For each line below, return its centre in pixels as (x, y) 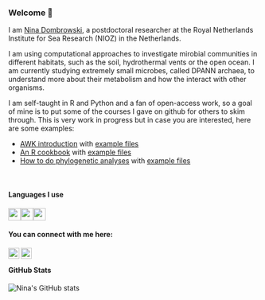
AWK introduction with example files (79, 144)
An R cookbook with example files (75, 152)
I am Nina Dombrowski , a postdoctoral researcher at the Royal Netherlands (131, 30)
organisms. (27, 88)
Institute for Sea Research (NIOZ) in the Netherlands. (95, 38)
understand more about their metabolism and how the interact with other (127, 80)
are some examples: (41, 129)
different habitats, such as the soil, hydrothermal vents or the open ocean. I (131, 62)
